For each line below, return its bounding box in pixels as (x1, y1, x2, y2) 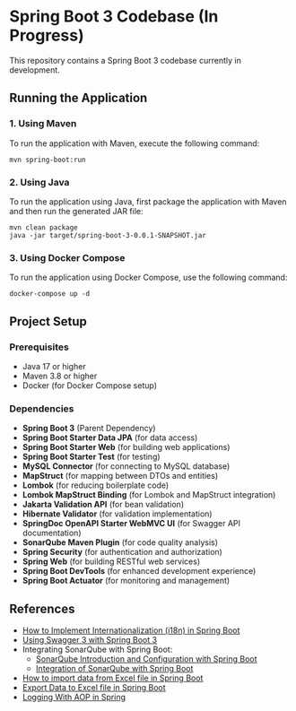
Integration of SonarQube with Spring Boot (35, 663, 194, 674)
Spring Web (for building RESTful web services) (22, 556, 201, 567)
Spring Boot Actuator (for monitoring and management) (22, 576, 231, 586)
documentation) (22, 527, 82, 539)
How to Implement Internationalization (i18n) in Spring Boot (22, 625, 240, 636)
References (9, 601, 75, 616)
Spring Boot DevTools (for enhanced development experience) (22, 566, 257, 577)
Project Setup (9, 314, 88, 329)
